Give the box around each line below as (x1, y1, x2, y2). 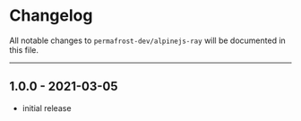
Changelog (9, 5, 93, 26)
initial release (21, 102, 72, 113)
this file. (9, 44, 39, 55)
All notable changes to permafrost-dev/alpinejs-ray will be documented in (9, 35, 287, 46)
